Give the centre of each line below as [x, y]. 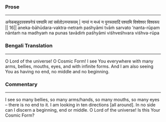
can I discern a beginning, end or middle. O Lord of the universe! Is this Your [83, 110]
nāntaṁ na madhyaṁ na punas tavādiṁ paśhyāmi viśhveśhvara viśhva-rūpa [82, 33]
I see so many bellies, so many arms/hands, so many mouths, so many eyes [82, 99]
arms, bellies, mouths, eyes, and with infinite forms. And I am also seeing [79, 66]
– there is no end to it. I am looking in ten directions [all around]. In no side [80, 105]
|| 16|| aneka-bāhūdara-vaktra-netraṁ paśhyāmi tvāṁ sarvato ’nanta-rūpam [83, 28]
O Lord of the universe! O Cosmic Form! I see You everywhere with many [79, 61]
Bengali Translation [29, 46]
